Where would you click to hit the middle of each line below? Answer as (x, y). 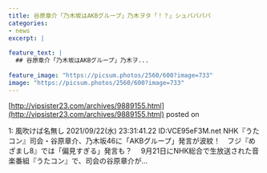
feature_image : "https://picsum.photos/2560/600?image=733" (111, 75)
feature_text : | (35, 53)
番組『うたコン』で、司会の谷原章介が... (81, 160)
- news (19, 30)
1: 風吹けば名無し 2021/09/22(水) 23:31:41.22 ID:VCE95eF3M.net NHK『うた (134, 131)
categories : (28, 23)
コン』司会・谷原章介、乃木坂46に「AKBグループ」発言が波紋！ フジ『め (132, 140)
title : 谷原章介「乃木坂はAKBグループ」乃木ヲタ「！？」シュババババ (109, 16)
